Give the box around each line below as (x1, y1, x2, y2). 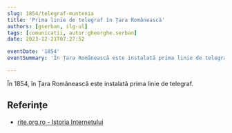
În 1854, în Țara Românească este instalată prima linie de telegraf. (7, 79, 194, 88)
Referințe (7, 99, 48, 111)
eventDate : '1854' (7, 48, 60, 55)
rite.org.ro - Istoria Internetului (17, 118, 104, 126)
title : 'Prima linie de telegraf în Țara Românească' (7, 17, 166, 23)
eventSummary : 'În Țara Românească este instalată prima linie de (7, 54, 202, 62)
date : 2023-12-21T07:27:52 (7, 36, 85, 43)
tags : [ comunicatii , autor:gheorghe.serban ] (7, 29, 137, 37)
